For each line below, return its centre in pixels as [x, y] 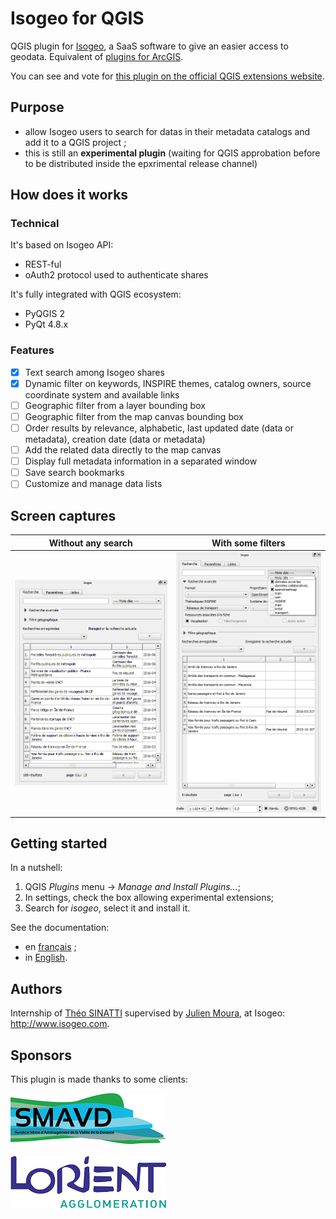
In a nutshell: [36, 868]
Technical [35, 224]
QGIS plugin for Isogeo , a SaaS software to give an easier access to [149, 46]
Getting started [59, 843]
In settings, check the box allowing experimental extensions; [149, 898]
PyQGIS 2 [44, 314]
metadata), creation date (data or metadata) [115, 439]
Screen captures [63, 515]
